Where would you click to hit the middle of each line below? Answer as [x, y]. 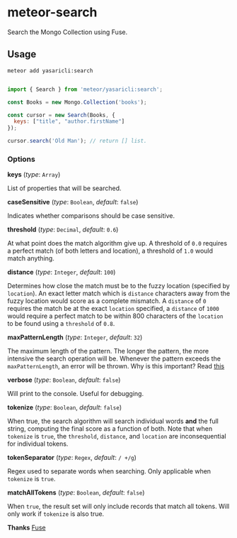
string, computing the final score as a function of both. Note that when [110, 429]
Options [21, 159]
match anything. [31, 258]
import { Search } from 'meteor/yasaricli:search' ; [85, 89]
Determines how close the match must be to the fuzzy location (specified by [118, 286]
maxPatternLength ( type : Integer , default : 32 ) [75, 337]
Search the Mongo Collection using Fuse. [68, 32]
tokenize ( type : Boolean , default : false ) [65, 407]
